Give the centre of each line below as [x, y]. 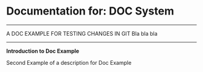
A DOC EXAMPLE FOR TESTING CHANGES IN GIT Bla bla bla [82, 33]
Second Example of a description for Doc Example [69, 62]
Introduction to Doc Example [43, 51]
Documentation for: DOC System [90, 11]
